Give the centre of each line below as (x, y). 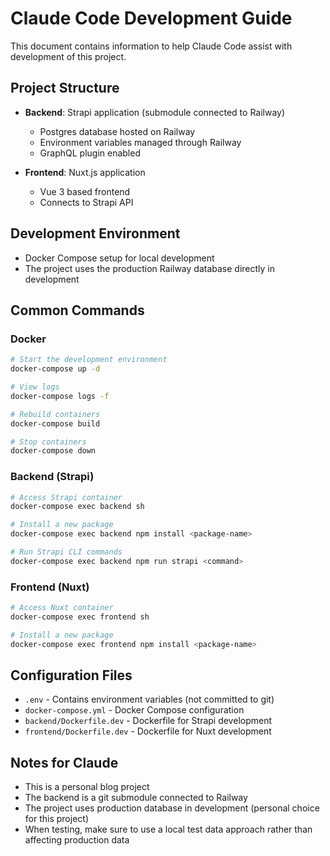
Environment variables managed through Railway (140, 142)
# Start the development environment (89, 360)
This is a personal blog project (87, 787)
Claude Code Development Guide (151, 18)
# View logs (35, 387)
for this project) (56, 819)
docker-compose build (55, 423)
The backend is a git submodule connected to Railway (136, 798)
